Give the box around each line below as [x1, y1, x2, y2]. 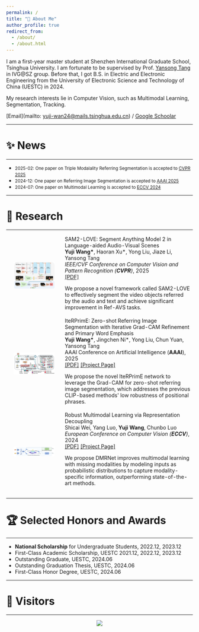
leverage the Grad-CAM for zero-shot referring [65, 379, 181, 386]
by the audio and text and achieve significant [65, 297, 174, 304]
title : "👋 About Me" [6, 15, 57, 22]
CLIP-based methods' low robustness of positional [65, 392, 190, 399]
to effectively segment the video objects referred [65, 291, 184, 298]
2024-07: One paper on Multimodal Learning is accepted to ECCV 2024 [14, 184, 161, 190]
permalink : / [6, 9, 38, 15]
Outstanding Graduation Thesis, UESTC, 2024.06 [14, 561, 135, 569]
